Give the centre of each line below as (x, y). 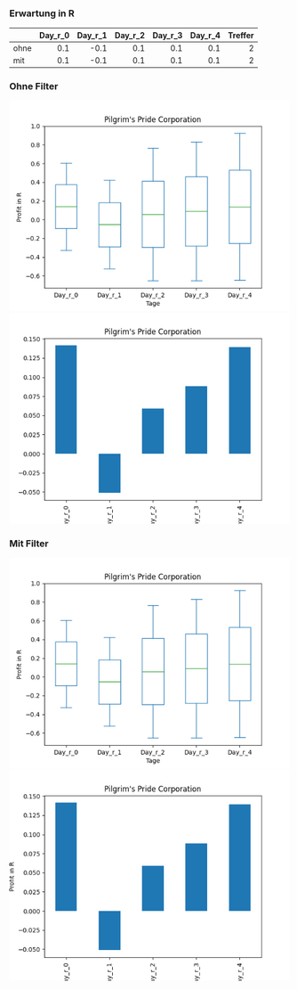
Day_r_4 (205, 35)
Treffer (241, 35)
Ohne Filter (34, 86)
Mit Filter (29, 544)
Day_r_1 (92, 35)
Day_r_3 (168, 35)
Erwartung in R (42, 13)
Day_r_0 (54, 35)
